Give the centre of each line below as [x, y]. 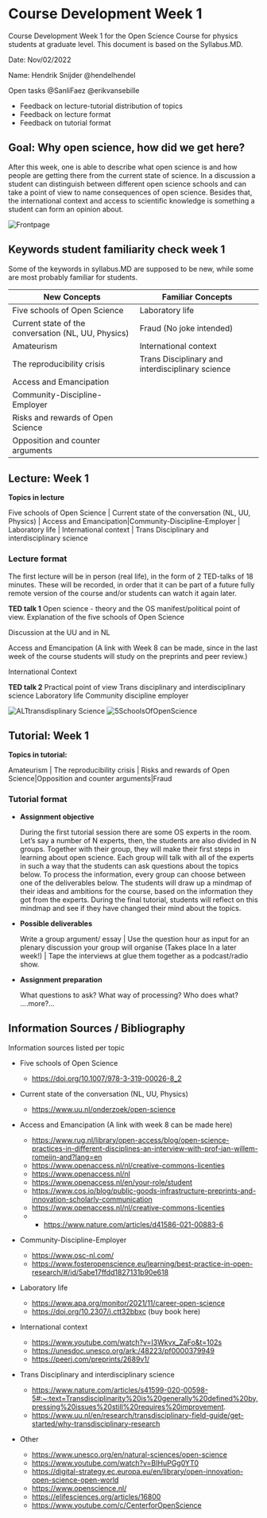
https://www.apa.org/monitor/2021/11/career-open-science [128, 1303]
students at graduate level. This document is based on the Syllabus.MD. [126, 44]
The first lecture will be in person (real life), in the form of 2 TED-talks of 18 [131, 576]
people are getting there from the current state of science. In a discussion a [132, 175]
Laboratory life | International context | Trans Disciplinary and [108, 530]
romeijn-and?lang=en [67, 1156]
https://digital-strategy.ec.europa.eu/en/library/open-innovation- [137, 1471]
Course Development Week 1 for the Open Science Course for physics [123, 36]
